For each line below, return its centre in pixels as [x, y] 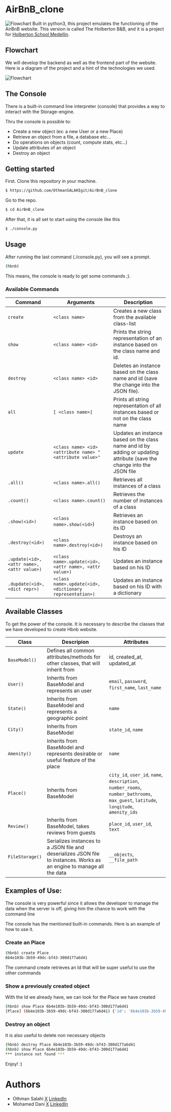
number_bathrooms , [131, 794]
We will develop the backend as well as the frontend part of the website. [81, 63]
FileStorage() [25, 857]
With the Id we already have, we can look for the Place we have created [80, 997]
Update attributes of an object [44, 147]
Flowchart [22, 50]
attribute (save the [135, 458]
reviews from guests [71, 832]
